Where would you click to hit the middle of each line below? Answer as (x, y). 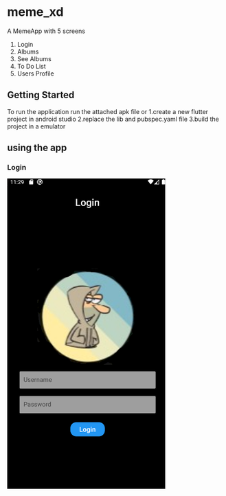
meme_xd (35, 12)
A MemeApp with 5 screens (46, 31)
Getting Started (41, 95)
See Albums (34, 58)
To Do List (31, 66)
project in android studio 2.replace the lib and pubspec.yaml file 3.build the (113, 119)
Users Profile (35, 74)
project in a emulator (36, 126)
